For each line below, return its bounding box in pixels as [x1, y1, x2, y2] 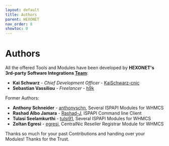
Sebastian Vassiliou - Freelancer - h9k [12, 85, 94, 91]
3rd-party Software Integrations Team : [5, 70, 88, 76]
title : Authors [5, 12, 37, 17]
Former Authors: [5, 95, 39, 101]
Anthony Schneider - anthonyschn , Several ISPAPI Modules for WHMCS [12, 105, 164, 111]
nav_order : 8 [5, 21, 33, 27]
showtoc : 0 [5, 26, 28, 31]
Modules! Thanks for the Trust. [5, 136, 70, 142]
